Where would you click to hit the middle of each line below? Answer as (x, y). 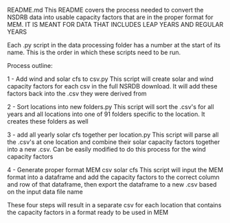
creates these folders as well (48, 121)
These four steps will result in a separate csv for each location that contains (114, 205)
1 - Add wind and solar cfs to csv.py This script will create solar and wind (111, 79)
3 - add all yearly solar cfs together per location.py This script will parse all (113, 134)
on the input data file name (45, 192)
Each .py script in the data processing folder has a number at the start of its (114, 45)
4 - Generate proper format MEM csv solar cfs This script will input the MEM (115, 170)
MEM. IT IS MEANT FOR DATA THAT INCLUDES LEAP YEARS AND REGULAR (115, 24)
